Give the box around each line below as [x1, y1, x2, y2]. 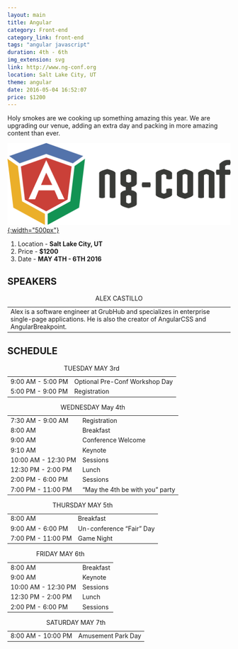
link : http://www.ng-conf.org [7, 64, 97, 71]
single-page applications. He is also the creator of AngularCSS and [10, 315, 207, 324]
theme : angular [7, 79, 52, 86]
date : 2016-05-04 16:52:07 [7, 86, 87, 94]
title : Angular [7, 18, 52, 26]
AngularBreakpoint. [10, 322, 67, 331]
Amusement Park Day [78, 631, 142, 640]
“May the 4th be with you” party [82, 485, 176, 494]
